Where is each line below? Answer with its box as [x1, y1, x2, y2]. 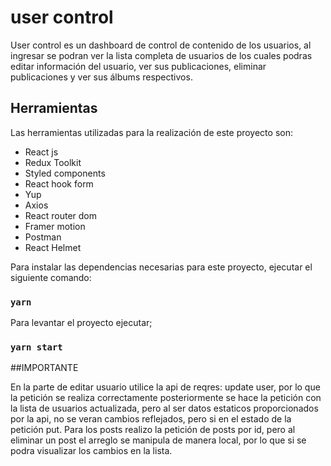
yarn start [10, 341, 63, 353]
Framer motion [24, 220, 86, 232]
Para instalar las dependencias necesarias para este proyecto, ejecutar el [10, 261, 313, 273]
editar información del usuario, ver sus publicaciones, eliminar [10, 60, 267, 72]
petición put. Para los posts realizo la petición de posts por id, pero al [10, 424, 296, 436]
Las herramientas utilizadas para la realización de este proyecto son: [10, 126, 293, 138]
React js [24, 146, 59, 158]
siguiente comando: [10, 271, 92, 283]
